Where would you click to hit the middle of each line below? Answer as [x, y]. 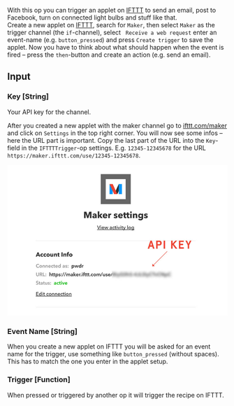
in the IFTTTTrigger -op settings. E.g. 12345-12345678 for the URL [114, 148]
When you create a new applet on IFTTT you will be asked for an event [109, 346]
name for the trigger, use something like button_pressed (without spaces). [114, 354]
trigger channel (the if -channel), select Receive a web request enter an [112, 32]
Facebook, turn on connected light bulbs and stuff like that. [92, 17]
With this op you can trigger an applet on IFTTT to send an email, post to [112, 10]
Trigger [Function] [39, 379]
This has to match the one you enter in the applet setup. [88, 362]
